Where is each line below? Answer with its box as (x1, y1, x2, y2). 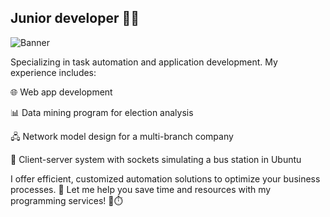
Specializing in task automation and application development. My (10, 56, 278, 68)
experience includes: (10, 66, 97, 78)
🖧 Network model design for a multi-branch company (10, 130, 234, 142)
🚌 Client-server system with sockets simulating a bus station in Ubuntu (10, 153, 302, 165)
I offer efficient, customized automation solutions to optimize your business (10, 172, 321, 185)
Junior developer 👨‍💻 (10, 10, 140, 27)
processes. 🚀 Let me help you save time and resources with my (10, 183, 272, 195)
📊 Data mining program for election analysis (10, 106, 194, 118)
